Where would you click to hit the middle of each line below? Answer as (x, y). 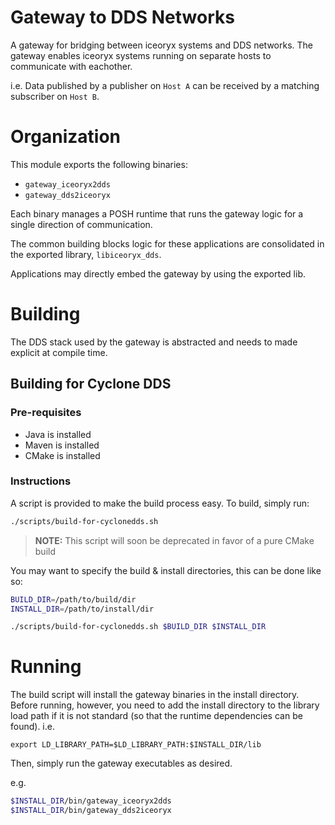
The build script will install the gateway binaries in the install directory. (155, 695)
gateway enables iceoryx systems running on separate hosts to (141, 55)
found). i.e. (32, 727)
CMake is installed (62, 455)
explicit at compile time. (59, 352)
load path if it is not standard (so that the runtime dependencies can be (156, 716)
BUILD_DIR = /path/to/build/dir (73, 599)
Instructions (41, 481)
